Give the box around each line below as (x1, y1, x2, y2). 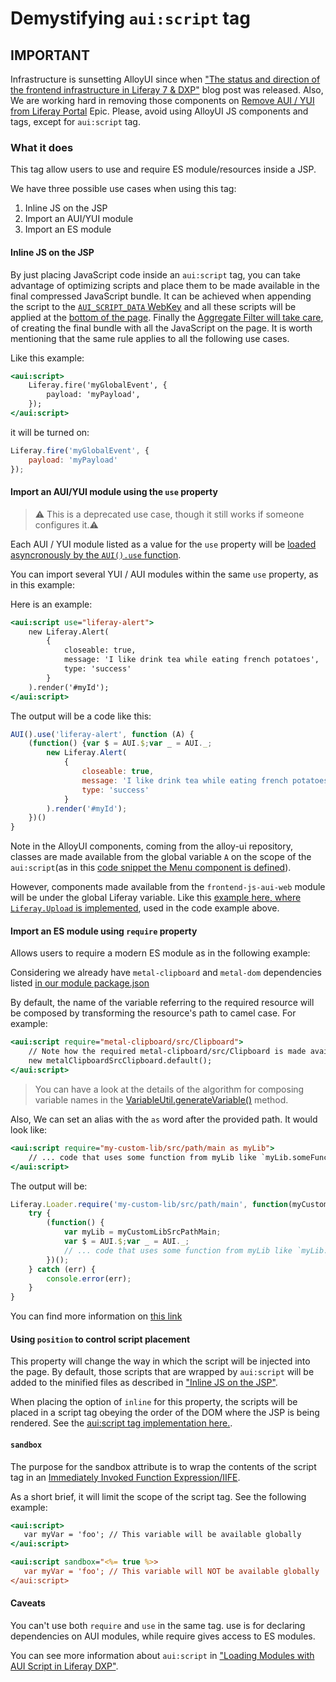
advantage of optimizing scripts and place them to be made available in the (10, 279, 320, 291)
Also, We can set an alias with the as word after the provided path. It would (10, 1113, 318, 1125)
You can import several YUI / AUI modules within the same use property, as (10, 568, 319, 580)
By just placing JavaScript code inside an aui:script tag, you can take (10, 268, 302, 281)
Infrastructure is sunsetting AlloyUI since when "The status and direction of (10, 73, 321, 85)
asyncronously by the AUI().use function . (10, 548, 182, 561)
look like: (10, 1123, 48, 1136)
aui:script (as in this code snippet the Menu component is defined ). (10, 862, 292, 874)
